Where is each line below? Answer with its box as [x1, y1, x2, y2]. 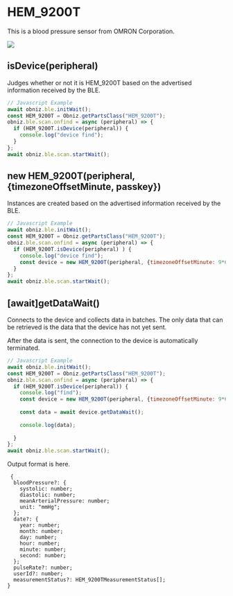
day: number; [19, 534, 58, 541]
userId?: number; [13, 570, 64, 577]
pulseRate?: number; [13, 564, 73, 572]
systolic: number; [19, 486, 73, 493]
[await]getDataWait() [7, 297, 101, 309]
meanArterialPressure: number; [19, 498, 110, 505]
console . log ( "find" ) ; [19, 389, 82, 396]
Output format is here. [7, 460, 71, 468]
